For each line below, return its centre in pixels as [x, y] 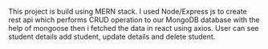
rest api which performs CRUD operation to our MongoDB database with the [134, 20]
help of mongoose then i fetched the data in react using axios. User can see [134, 28]
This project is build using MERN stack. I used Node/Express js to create [128, 11]
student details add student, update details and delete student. [112, 36]
